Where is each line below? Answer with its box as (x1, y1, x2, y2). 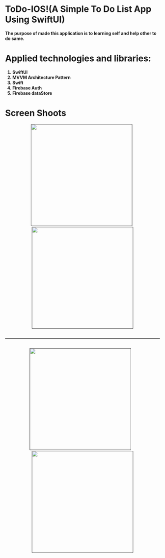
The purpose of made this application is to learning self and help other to (5, 30, 157, 36)
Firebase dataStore (12, 90, 53, 96)
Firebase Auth (12, 85, 42, 91)
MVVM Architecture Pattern (12, 74, 71, 80)
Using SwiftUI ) (5, 14, 65, 25)
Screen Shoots (5, 108, 66, 119)
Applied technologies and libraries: (5, 53, 151, 64)
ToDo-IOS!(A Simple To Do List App (5, 3, 152, 15)
